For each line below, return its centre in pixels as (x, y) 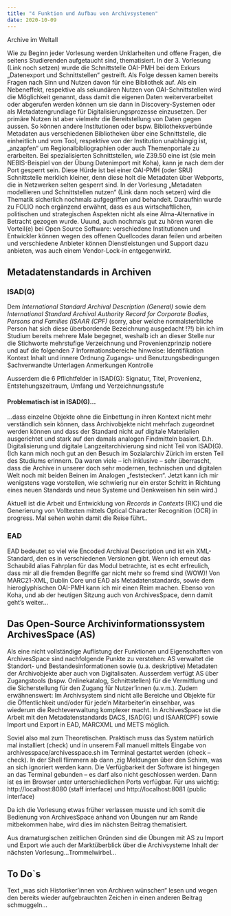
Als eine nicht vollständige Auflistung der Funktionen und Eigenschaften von (115, 651)
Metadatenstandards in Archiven (79, 272)
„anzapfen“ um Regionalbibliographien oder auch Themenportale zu (103, 148)
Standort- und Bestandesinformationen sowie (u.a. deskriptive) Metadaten (112, 666)
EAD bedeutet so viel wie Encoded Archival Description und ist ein (101, 551)
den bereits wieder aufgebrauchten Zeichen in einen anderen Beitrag (105, 898)
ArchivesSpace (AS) (52, 635)
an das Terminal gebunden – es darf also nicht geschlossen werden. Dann (112, 774)
